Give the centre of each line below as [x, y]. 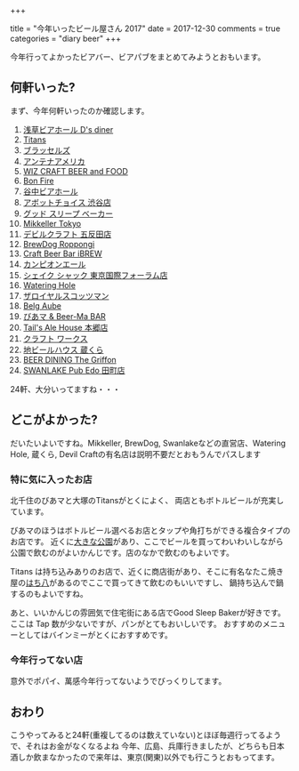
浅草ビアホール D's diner [68, 129]
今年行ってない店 [47, 660]
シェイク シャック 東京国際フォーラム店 [95, 275]
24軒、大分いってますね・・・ [65, 389]
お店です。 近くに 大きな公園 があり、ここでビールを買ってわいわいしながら [147, 541]
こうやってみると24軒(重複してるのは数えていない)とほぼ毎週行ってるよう [146, 735]
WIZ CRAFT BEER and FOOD [75, 171]
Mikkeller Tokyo [52, 223]
